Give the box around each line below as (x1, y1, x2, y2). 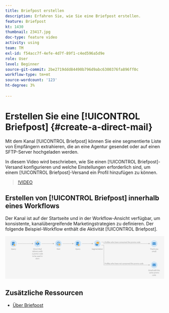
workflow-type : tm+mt (5, 72, 51, 77)
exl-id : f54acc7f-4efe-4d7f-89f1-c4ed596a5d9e (5, 51, 105, 56)
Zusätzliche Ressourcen (5, 289, 83, 297)
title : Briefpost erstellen (5, 8, 65, 13)
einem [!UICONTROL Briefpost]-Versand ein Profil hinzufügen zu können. (5, 169, 158, 175)
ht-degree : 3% (5, 83, 35, 88)
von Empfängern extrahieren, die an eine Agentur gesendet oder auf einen (5, 143, 160, 149)
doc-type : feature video (5, 35, 58, 40)
